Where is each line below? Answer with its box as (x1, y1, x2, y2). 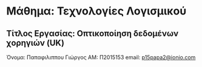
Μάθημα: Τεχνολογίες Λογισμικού (6, 4, 187, 18)
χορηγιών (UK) (6, 37, 65, 48)
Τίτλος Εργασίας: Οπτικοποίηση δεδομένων (6, 28, 179, 39)
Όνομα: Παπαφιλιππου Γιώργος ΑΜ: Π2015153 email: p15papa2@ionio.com (6, 54, 196, 61)
